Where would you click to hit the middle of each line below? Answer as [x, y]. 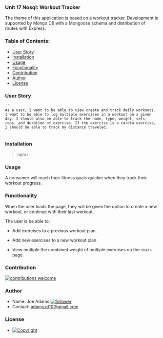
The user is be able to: [28, 221]
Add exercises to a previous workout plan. [54, 230]
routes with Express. [26, 28]
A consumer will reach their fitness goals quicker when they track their [76, 178]
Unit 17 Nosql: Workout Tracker [43, 7]
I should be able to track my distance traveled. [57, 127]
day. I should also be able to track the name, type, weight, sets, [76, 119]
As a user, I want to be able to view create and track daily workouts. [81, 110]
